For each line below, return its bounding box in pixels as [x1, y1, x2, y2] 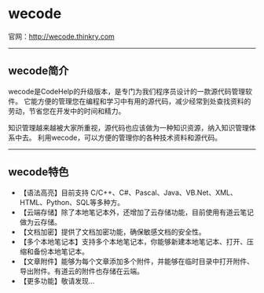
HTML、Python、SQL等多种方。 [19, 197, 124, 207]
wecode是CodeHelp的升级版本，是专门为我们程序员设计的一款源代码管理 [8, 86, 246, 96]
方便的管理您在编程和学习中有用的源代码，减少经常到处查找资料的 [37, 96, 251, 106]
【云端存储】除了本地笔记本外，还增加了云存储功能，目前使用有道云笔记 [19, 207, 254, 217]
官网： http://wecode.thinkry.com [8, 31, 115, 41]
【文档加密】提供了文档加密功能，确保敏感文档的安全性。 [19, 227, 206, 236]
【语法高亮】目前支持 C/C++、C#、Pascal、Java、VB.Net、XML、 [19, 188, 237, 197]
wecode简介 [8, 64, 69, 78]
